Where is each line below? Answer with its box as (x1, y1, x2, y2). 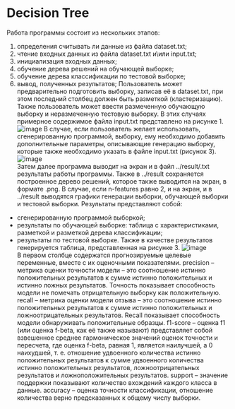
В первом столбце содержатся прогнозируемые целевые (16, 251, 192, 259)
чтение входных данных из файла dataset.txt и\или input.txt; (16, 49, 197, 58)
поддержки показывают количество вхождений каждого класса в (16, 378, 217, 386)
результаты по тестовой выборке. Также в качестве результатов (16, 235, 213, 244)
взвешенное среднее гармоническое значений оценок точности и (16, 333, 218, 342)
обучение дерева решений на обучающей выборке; (16, 64, 174, 73)
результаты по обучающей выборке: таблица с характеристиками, (16, 220, 219, 229)
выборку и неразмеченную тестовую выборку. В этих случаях (16, 109, 206, 118)
